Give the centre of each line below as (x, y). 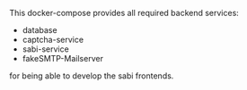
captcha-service (53, 40)
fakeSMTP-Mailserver (62, 58)
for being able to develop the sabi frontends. (92, 76)
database (40, 30)
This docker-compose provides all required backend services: (124, 13)
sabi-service (45, 49)
